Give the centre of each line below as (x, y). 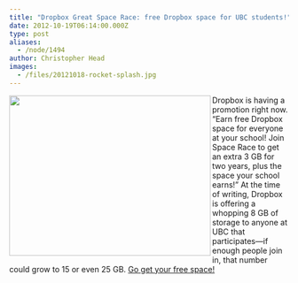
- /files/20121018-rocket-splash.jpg (87, 75)
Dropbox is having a (249, 100)
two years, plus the (247, 165)
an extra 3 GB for (243, 157)
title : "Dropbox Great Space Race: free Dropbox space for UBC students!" (150, 17)
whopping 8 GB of (246, 212)
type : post (29, 34)
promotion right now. (250, 109)
